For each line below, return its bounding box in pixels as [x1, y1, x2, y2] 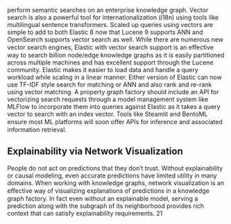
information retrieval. [7, 126, 67, 134]
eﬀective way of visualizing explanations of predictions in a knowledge [7, 187, 209, 195]
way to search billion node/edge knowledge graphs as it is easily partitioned [7, 51, 225, 59]
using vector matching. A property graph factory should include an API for [7, 88, 219, 96]
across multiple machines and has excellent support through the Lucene [7, 58, 214, 67]
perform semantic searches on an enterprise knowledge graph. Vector [7, 6, 209, 14]
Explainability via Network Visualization [7, 146, 183, 157]
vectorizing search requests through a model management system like [7, 95, 209, 103]
